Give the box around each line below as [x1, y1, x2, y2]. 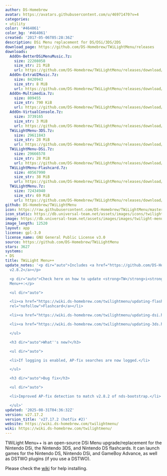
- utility [5, 21, 26, 26]
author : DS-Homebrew [5, 7, 48, 12]
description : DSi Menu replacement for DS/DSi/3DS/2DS [5, 40, 121, 45]
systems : [5, 249, 23, 254]
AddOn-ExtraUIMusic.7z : [9, 72, 59, 77]
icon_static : [5, 212, 32, 217]
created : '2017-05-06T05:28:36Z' [5, 35, 75, 40]
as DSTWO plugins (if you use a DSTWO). [5, 456, 91, 462]
